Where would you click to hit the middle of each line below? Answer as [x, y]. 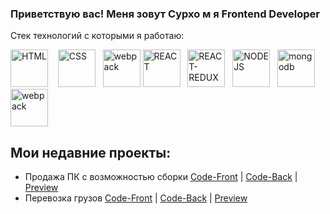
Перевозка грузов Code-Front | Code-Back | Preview [136, 198]
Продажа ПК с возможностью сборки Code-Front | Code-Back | [161, 177]
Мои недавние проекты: [91, 152]
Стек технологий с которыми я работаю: [97, 36]
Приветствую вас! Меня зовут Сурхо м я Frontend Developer [165, 14]
